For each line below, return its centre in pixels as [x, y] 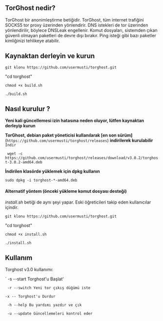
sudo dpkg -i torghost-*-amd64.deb [41, 181]
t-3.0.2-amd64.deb [24, 162]
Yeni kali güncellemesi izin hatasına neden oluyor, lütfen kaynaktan [75, 121]
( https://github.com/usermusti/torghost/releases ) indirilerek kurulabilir [79, 140]
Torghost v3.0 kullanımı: [29, 270]
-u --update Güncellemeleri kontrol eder [50, 314]
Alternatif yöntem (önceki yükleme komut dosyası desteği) [66, 191]
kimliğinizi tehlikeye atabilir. [32, 41]
